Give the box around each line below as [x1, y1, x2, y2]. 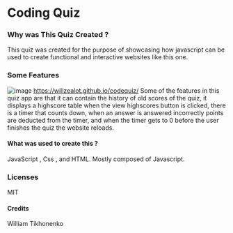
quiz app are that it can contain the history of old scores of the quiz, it [7, 93, 207, 102]
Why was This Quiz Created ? [7, 30, 109, 40]
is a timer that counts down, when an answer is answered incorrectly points [7, 108, 224, 116]
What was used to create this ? [7, 140, 99, 148]
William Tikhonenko [7, 220, 64, 228]
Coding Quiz [7, 5, 81, 21]
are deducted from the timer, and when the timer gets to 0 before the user [7, 116, 219, 124]
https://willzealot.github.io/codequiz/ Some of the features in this [33, 86, 220, 95]
